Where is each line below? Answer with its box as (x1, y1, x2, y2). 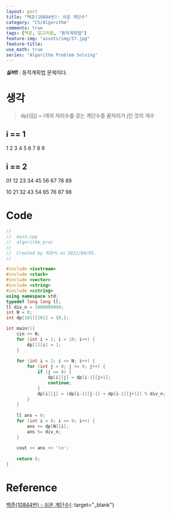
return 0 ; (16, 456, 41, 462)
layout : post (6, 8, 38, 15)
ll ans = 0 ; (16, 413, 46, 419)
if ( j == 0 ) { (37, 369, 72, 375)
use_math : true (6, 47, 43, 53)
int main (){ (6, 326, 35, 332)
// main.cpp (6, 234, 38, 240)
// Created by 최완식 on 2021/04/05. (6, 250, 97, 256)
